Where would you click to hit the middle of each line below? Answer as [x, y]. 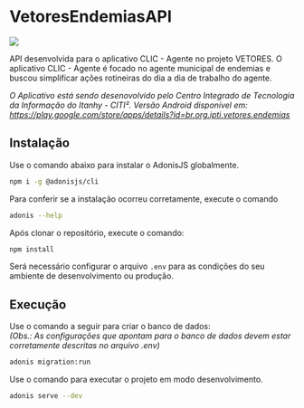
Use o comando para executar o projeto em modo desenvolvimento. [137, 380]
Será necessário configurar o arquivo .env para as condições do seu [137, 266]
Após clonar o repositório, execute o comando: [97, 232]
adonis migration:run [50, 362]
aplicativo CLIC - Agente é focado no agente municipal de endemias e [140, 68]
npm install [32, 249]
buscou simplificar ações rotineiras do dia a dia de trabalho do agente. [141, 78]
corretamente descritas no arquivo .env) [85, 346]
